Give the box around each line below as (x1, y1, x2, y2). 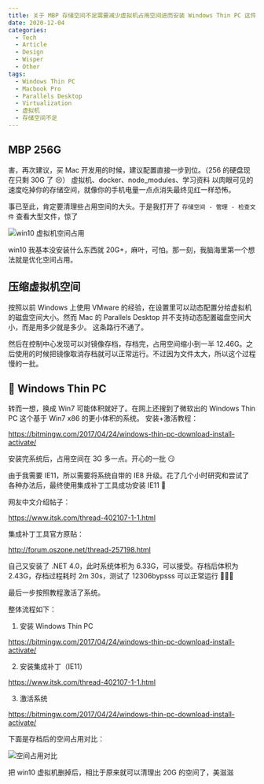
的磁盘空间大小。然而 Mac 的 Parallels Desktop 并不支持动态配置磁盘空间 (8, 312, 245, 321)
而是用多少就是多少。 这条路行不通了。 (21, 322, 148, 332)
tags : (8, 70, 26, 78)
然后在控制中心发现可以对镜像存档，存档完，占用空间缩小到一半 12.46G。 (8, 339, 247, 348)
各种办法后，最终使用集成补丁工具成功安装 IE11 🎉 (8, 481, 167, 490)
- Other (15, 63, 41, 71)
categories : (8, 26, 47, 34)
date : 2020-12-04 (8, 19, 65, 27)
